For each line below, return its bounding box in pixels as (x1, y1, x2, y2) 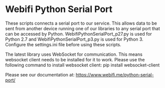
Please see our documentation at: (5, 71, 75, 77)
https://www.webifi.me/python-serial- (75, 71, 154, 77)
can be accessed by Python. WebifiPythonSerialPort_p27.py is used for (5, 31, 152, 37)
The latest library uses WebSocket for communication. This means (5, 51, 143, 57)
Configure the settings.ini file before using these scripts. (5, 41, 121, 47)
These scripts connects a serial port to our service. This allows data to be (5, 20, 157, 26)
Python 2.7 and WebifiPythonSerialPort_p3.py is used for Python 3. (5, 36, 144, 42)
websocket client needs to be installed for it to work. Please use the (5, 56, 145, 62)
